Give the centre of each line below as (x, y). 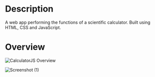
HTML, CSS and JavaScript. (33, 27)
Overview (25, 47)
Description (29, 9)
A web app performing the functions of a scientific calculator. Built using (78, 22)
